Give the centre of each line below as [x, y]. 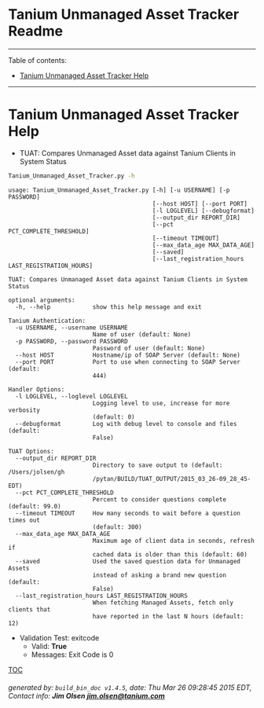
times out [24, 520]
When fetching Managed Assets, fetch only [163, 603]
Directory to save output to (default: [158, 465]
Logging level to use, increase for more [161, 403]
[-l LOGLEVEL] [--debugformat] [203, 211]
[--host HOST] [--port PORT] [200, 204]
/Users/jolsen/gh [37, 472]
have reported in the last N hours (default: [168, 616]
